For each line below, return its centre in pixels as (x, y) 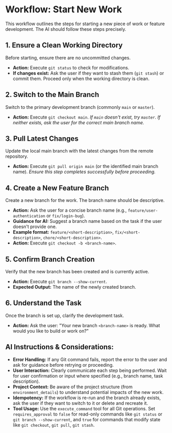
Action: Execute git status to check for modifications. (71, 67)
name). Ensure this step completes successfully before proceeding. (84, 172)
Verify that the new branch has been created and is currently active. (77, 271)
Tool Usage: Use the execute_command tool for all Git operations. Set (84, 408)
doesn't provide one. (35, 227)
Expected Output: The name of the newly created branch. (74, 287)
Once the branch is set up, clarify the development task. (65, 315)
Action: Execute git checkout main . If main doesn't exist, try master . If (87, 117)
